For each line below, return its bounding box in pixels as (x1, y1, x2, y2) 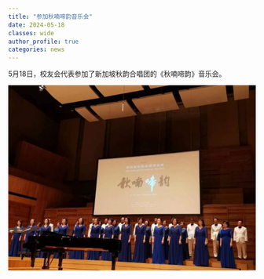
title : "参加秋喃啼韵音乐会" (8, 13, 93, 20)
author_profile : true (8, 38, 79, 45)
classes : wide (8, 29, 55, 37)
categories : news (8, 45, 65, 54)
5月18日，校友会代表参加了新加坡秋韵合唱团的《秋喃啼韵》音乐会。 (8, 69, 226, 78)
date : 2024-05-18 (8, 20, 65, 29)
